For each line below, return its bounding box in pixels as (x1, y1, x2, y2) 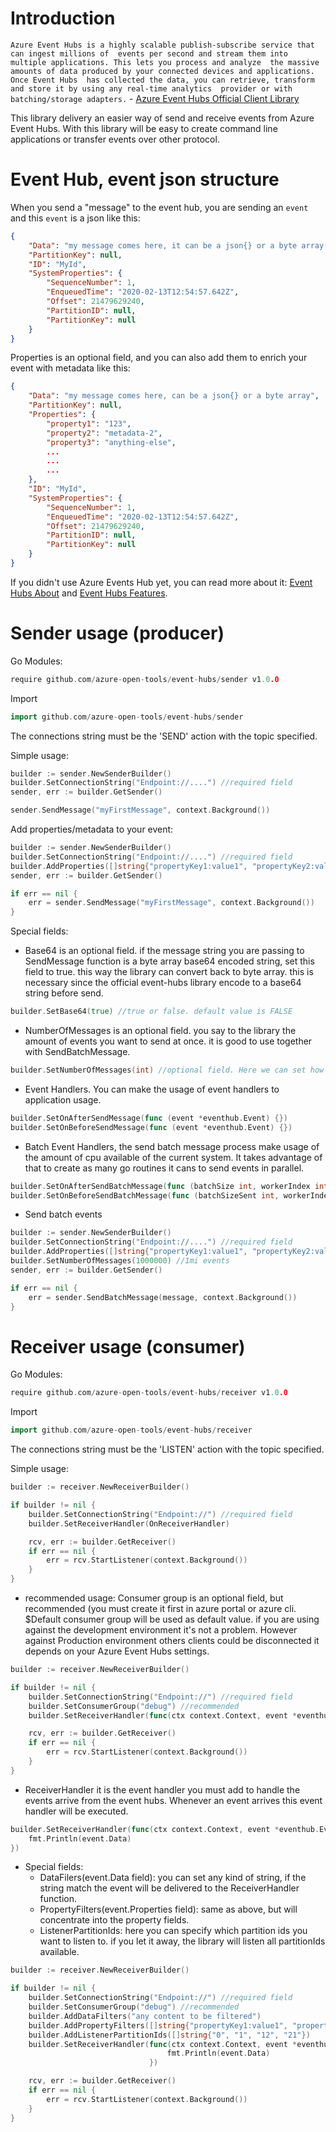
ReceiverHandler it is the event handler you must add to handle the (24, 1783, 301, 1796)
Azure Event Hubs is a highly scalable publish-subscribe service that (10, 40, 315, 50)
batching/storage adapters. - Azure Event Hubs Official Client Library (10, 92, 300, 104)
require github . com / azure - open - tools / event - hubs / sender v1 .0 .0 (10, 674, 280, 684)
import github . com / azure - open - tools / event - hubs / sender (10, 712, 244, 722)
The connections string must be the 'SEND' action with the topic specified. (10, 730, 318, 742)
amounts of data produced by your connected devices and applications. (10, 66, 315, 76)
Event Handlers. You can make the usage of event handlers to (24, 1083, 280, 1095)
